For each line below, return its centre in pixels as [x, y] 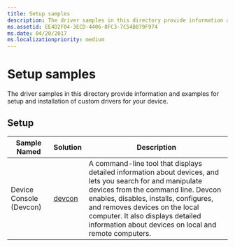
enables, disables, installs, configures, [151, 198]
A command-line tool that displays [145, 163]
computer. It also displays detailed [145, 216]
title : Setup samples [39, 14]
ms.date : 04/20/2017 [37, 33]
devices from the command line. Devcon [155, 190]
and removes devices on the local [144, 207]
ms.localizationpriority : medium [56, 40]
